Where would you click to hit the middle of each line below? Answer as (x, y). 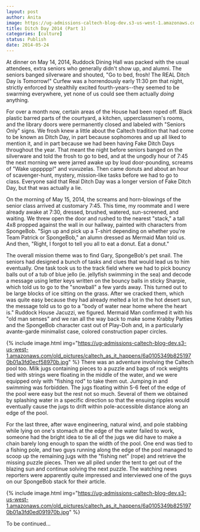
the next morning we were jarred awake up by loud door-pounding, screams (100, 162)
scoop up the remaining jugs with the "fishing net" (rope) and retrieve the (96, 456)
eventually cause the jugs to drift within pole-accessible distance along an (97, 406)
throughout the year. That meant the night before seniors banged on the (94, 149)
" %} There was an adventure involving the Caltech (131, 362)
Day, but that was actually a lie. (44, 187)
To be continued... (28, 524)
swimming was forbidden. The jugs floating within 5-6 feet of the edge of (96, 387)
